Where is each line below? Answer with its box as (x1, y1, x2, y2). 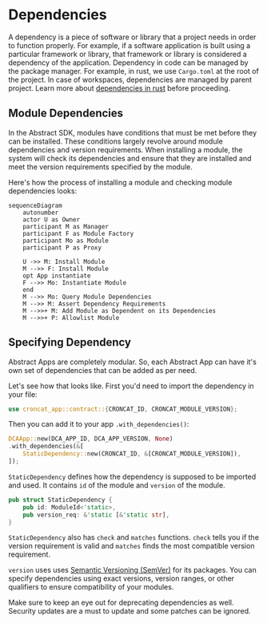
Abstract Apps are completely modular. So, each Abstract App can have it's (8, 357, 257, 367)
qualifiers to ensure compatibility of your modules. (8, 582, 174, 592)
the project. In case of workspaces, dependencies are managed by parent (8, 75, 253, 84)
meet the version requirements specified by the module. (8, 162, 193, 172)
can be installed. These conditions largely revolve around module (8, 136, 224, 146)
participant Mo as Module (22, 237, 110, 245)
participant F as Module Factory (22, 229, 134, 237)
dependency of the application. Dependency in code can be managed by (8, 58, 249, 67)
